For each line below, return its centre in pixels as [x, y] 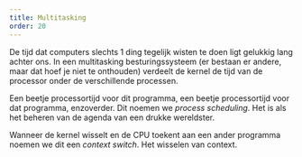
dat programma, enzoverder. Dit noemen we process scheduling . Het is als [148, 107]
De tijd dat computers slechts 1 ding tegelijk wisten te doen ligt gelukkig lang [151, 51]
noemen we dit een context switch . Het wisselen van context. [124, 144]
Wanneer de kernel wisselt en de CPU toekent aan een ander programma [145, 134]
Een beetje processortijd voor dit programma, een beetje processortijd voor [150, 98]
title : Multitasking [48, 18]
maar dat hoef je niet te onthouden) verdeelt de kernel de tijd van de [136, 71]
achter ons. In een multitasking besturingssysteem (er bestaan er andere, [146, 61]
